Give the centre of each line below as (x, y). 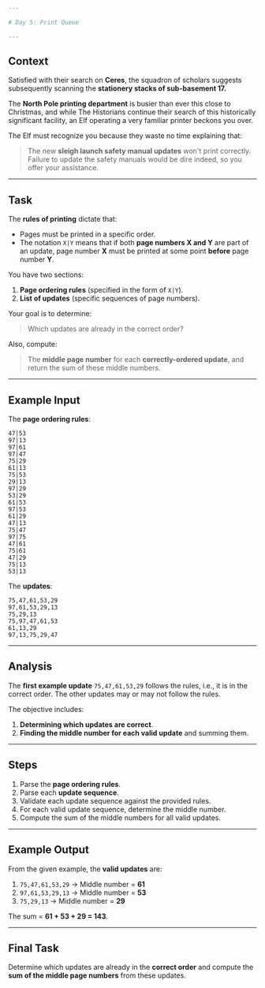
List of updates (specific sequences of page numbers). (110, 298)
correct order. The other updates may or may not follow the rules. (114, 694)
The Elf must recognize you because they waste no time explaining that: (125, 136)
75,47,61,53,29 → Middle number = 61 (82, 884)
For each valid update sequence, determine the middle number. (123, 809)
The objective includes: (46, 709)
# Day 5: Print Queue (44, 22)
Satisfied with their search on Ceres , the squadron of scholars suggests (125, 80)
